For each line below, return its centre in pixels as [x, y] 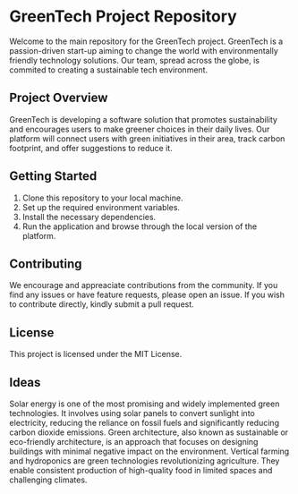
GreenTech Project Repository [123, 17]
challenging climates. [48, 480]
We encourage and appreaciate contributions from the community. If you [144, 285]
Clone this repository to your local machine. [102, 198]
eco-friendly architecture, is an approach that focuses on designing [134, 442]
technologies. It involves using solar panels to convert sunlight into [132, 413]
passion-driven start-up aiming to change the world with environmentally [144, 50]
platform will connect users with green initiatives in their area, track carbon [147, 138]
